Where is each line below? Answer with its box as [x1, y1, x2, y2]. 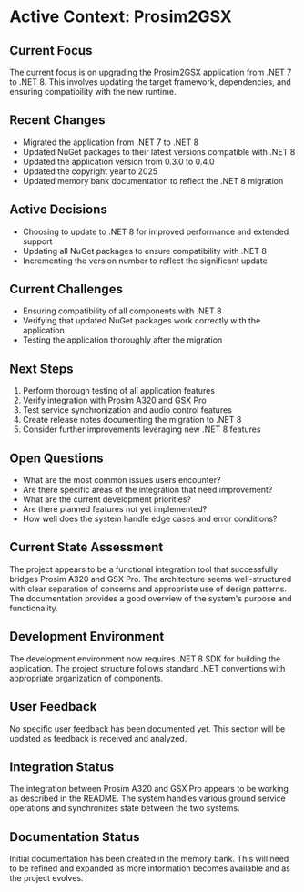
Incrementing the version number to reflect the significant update [22, 255, 269, 266]
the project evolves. [9, 873, 84, 884]
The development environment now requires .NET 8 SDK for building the [9, 653, 281, 664]
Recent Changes [9, 112, 106, 128]
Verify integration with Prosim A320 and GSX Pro [22, 395, 207, 406]
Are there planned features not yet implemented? [22, 504, 208, 515]
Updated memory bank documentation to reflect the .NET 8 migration [22, 175, 284, 186]
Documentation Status [9, 829, 140, 845]
